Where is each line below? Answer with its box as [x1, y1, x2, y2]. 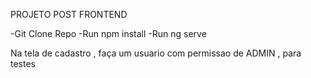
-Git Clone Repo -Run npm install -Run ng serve [10, 28, 207, 39]
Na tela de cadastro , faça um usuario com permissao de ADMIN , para [10, 47, 302, 59]
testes [10, 58, 36, 69]
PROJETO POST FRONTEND [10, 9, 128, 20]
